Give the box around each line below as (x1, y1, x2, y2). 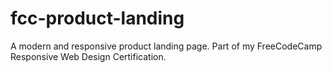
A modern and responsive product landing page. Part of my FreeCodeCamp (10, 40, 323, 52)
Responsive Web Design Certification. (10, 50, 167, 62)
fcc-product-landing (10, 7, 185, 30)
